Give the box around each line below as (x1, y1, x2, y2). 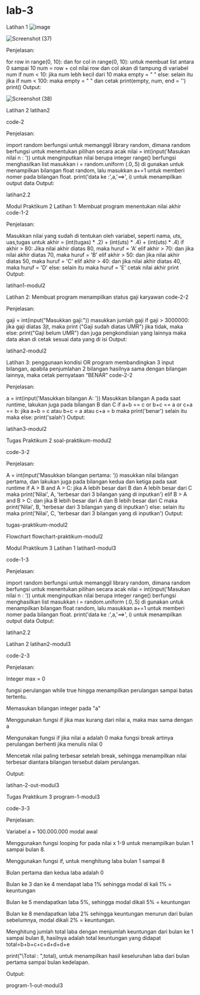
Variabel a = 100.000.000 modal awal (6, 828, 98, 835)
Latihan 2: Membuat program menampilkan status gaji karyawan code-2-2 (6, 293, 189, 301)
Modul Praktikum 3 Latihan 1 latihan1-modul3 (6, 544, 116, 552)
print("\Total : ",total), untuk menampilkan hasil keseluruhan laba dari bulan (6, 952, 190, 959)
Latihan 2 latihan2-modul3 (6, 640, 71, 647)
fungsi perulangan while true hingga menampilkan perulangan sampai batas (6, 687, 193, 694)
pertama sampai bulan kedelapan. (6, 959, 90, 966)
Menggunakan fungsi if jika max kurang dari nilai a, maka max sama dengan (6, 716, 193, 723)
